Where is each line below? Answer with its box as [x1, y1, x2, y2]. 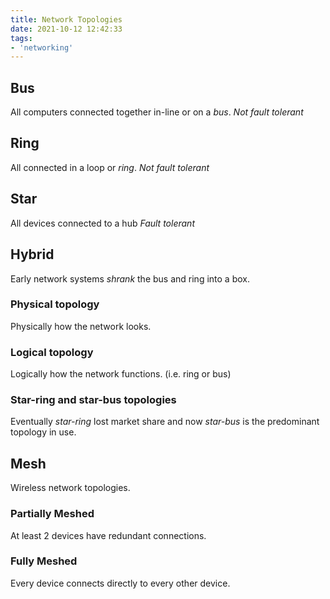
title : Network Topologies [10, 14, 123, 25]
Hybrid [10, 246, 55, 263]
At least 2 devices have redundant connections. [10, 529, 207, 541]
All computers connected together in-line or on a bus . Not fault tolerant [10, 106, 304, 118]
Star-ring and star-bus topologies [10, 393, 177, 407]
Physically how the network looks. [10, 320, 152, 332]
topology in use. [10, 426, 77, 438]
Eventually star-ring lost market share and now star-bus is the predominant [10, 416, 320, 428]
